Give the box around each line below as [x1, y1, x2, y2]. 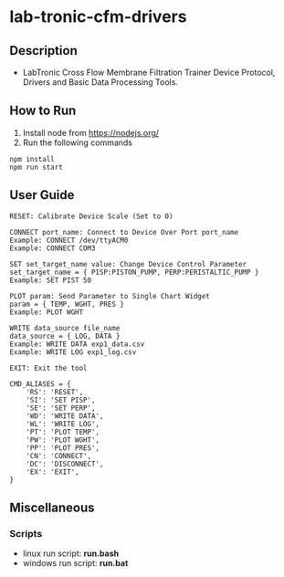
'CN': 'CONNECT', [26, 451, 92, 460]
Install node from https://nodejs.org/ [22, 127, 160, 138]
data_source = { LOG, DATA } [9, 331, 121, 341]
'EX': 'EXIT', [26, 467, 79, 477]
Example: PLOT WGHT [9, 308, 84, 317]
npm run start [9, 163, 64, 172]
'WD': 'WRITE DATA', [26, 411, 104, 421]
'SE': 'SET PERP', [26, 404, 96, 413]
